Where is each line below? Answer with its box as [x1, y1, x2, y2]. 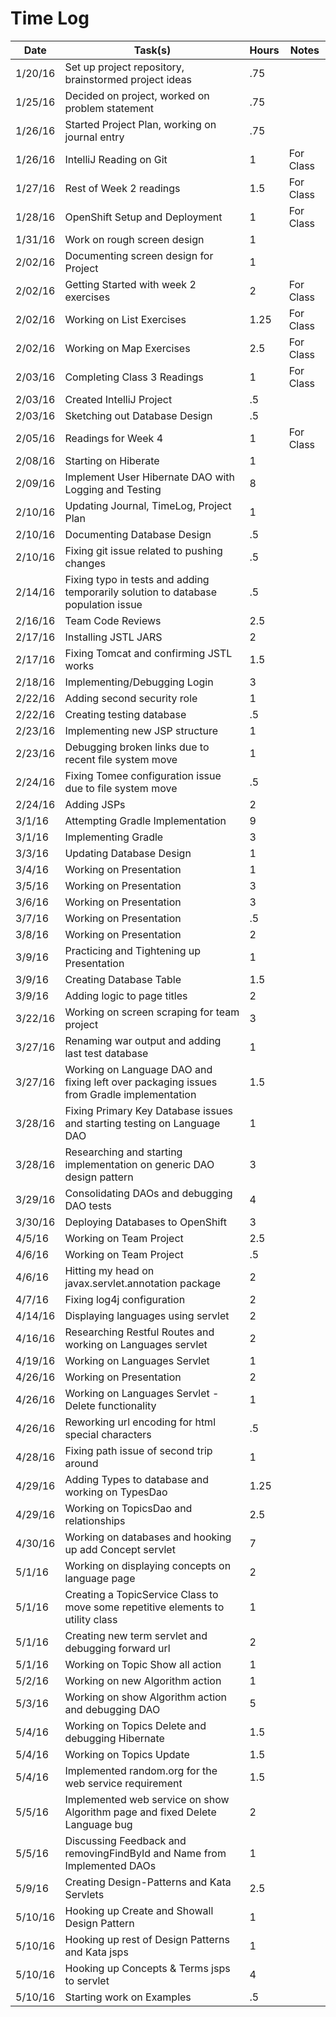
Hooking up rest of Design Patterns [64, 1932, 230, 1946]
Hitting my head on [64, 1263, 155, 1277]
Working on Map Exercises [64, 341, 191, 355]
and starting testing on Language [64, 1116, 221, 1130]
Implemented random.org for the [64, 1763, 218, 1777]
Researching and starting [64, 1145, 183, 1159]
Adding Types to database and [64, 1472, 209, 1486]
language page [64, 1571, 136, 1585]
